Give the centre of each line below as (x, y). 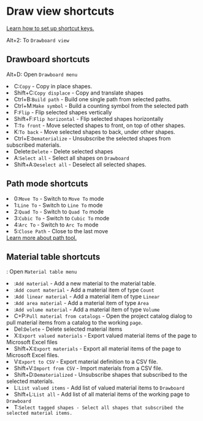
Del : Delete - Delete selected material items (68, 329)
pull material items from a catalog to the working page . (75, 323)
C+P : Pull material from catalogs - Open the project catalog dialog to (103, 316)
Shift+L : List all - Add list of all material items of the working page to (102, 395)
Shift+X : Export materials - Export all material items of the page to (98, 349)
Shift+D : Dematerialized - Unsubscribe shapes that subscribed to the (101, 375)
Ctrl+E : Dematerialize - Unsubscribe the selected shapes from (93, 138)
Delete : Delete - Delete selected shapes (64, 151)
